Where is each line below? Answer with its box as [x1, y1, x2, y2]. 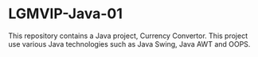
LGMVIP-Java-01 [8, 5, 123, 23]
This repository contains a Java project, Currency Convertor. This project [8, 31, 248, 40]
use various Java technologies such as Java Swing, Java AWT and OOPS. [8, 39, 251, 48]
